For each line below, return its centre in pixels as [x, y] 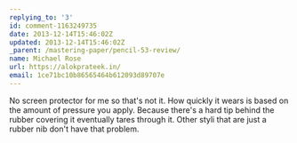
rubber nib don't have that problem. [74, 129]
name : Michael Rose [45, 59]
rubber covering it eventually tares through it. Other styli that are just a [138, 119]
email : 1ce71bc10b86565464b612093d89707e [87, 75]
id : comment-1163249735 [53, 26]
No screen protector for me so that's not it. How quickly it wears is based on [149, 100]
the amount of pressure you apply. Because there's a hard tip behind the [142, 110]
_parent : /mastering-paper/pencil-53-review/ [95, 51]
